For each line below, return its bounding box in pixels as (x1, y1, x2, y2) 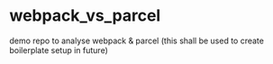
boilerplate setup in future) (9, 44, 108, 55)
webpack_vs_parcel (9, 5, 161, 26)
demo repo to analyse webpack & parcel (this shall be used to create (9, 35, 264, 46)
